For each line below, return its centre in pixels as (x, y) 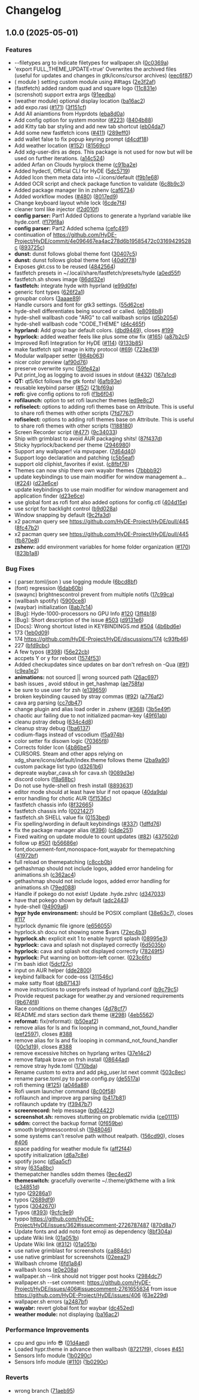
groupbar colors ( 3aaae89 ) (48, 298)
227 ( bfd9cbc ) (32, 646)
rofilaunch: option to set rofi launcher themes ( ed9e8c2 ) (84, 400)
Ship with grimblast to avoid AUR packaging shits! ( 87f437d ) (88, 438)
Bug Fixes (20, 568)
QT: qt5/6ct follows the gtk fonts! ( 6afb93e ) (68, 381)
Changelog (33, 10)
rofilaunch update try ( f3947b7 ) (53, 1104)
